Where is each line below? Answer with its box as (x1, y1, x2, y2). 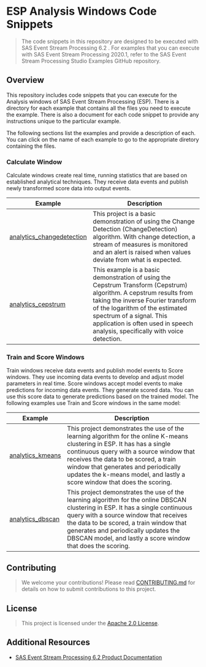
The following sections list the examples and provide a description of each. (6, 129, 196, 136)
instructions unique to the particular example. (6, 117, 121, 125)
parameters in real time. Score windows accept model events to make (6, 380, 183, 387)
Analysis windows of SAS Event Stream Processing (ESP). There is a (6, 98, 180, 105)
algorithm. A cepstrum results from (93, 288, 193, 297)
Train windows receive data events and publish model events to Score (6, 367, 183, 374)
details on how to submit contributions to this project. (21, 585, 156, 593)
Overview (6, 75, 45, 85)
